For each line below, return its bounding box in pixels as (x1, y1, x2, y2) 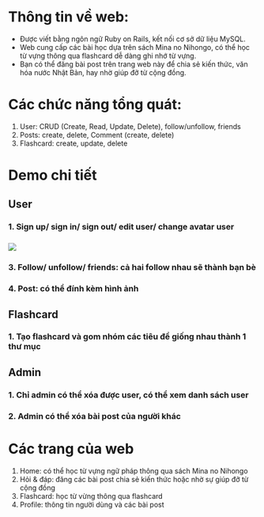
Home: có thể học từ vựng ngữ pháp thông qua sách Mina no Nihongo (19, 466, 248, 475)
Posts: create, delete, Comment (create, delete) (19, 130, 175, 139)
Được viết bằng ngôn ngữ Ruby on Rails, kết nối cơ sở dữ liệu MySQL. (19, 34, 247, 44)
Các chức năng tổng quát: (8, 96, 182, 114)
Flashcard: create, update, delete (19, 139, 128, 148)
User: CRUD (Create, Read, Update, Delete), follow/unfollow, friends (19, 121, 241, 131)
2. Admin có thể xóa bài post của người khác (8, 410, 182, 421)
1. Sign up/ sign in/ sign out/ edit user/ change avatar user (8, 222, 235, 233)
